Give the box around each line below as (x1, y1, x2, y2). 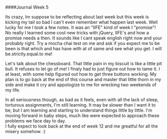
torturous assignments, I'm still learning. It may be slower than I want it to (5, 102, 156, 108)
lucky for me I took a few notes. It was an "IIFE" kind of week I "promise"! (5, 24, 156, 30)
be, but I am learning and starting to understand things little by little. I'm (5, 107, 152, 113)
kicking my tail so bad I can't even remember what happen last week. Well (5, 19, 158, 25)
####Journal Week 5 (5, 4, 49, 10)
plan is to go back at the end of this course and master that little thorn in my (5, 77, 161, 82)
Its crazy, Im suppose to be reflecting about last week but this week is (5, 14, 149, 19)
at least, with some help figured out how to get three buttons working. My (5, 71, 156, 77)
